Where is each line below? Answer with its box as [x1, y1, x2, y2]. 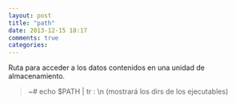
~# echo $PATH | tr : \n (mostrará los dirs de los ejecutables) [27, 87, 229, 96]
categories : [8, 41, 48, 49]
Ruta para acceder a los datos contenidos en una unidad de [8, 63, 206, 72]
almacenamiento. [8, 71, 66, 81]
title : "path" [8, 19, 56, 27]
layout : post [8, 11, 52, 20]
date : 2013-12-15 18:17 [8, 26, 88, 34]
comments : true [8, 33, 59, 42]
